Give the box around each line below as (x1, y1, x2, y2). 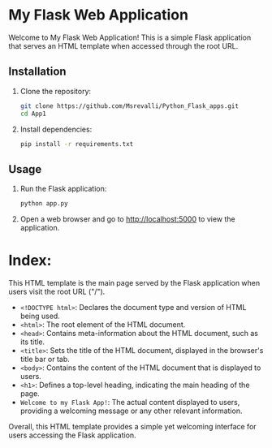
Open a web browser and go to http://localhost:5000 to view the (19, 214, 235, 224)
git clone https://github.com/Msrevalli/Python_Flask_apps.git (19, 101, 240, 110)
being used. (19, 311, 61, 321)
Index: (8, 252, 52, 269)
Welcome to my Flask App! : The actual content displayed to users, (19, 398, 240, 407)
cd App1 (19, 110, 46, 118)
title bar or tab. (19, 355, 71, 364)
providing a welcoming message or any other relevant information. (19, 406, 243, 416)
